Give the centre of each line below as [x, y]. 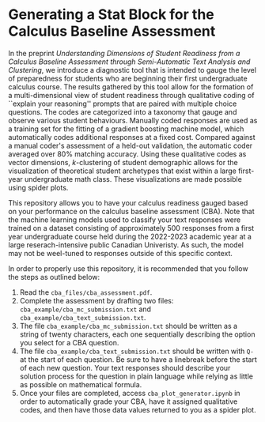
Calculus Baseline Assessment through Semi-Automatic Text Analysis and [129, 62]
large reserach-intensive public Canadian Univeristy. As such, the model [126, 245]
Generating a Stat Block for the [112, 15]
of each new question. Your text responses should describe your [125, 367]
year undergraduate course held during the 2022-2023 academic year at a [130, 236]
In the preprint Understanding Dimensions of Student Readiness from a [124, 53]
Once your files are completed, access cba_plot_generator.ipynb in [130, 393]
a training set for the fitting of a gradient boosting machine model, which [126, 129]
